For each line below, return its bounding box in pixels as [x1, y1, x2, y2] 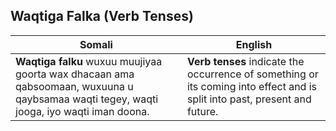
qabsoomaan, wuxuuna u [15, 79, 134, 93]
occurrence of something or [186, 67, 319, 81]
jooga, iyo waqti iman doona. [15, 104, 150, 118]
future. [186, 104, 219, 118]
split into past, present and [186, 92, 312, 106]
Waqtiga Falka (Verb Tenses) [10, 8, 194, 25]
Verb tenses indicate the [186, 54, 305, 68]
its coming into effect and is [186, 79, 318, 93]
